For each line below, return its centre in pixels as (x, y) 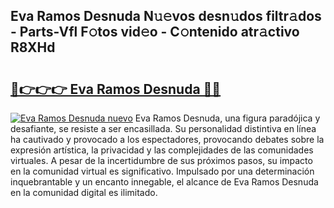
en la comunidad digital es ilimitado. (84, 192)
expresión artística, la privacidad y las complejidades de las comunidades (162, 150)
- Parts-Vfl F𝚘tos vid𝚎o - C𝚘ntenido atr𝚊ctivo (155, 32)
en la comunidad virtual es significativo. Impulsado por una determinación (162, 171)
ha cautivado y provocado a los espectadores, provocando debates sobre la (167, 139)
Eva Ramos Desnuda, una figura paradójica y (227, 118)
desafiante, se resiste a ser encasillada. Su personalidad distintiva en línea (163, 128)
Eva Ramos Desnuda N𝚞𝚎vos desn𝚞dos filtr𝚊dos (166, 16)
